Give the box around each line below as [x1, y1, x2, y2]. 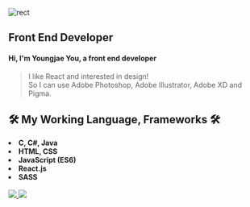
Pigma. [27, 89, 52, 98]
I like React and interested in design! [27, 71, 149, 81]
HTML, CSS [19, 147, 58, 156]
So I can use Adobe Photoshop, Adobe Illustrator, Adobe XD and [27, 80, 243, 89]
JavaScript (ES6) [19, 155, 77, 165]
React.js [19, 164, 47, 173]
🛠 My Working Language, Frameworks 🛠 [8, 113, 221, 126]
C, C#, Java [19, 138, 58, 148]
